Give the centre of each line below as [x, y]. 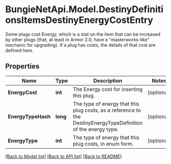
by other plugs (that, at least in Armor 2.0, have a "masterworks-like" [78, 40]
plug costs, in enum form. [103, 144]
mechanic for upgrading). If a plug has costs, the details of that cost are [80, 45]
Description [108, 81]
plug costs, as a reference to [107, 110]
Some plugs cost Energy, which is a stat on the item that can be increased [83, 34]
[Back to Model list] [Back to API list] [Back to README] [64, 156]
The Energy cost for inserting [108, 89]
